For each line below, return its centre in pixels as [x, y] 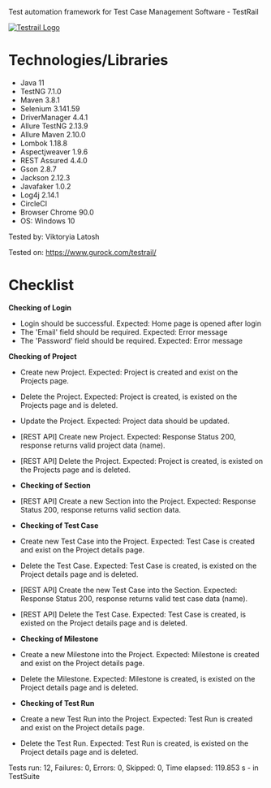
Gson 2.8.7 [38, 169]
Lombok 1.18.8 [43, 143]
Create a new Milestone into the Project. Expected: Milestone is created [140, 654]
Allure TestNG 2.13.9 [54, 126]
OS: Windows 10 [47, 221]
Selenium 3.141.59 [50, 108]
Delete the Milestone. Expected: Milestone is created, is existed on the [138, 678]
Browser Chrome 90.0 [57, 212]
